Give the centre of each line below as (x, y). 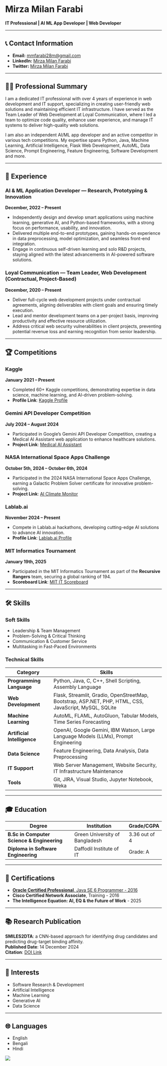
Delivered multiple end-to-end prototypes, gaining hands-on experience (86, 233)
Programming (24, 681)
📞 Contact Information (39, 43)
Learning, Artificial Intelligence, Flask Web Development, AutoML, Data (78, 145)
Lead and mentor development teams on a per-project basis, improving (85, 315)
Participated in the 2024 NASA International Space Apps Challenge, (82, 478)
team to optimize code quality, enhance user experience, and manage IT (79, 120)
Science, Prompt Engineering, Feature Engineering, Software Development (82, 150)
